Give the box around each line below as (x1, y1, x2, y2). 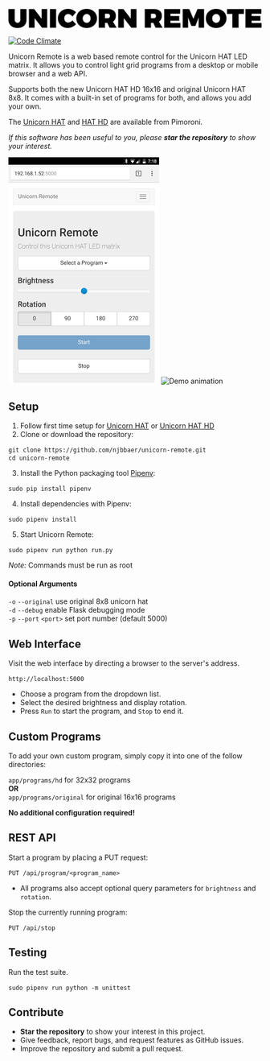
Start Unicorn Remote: (19, 530, 94, 539)
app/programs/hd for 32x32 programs (8, 775, 131, 785)
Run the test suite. (8, 967, 68, 976)
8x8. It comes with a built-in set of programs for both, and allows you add (8, 93, 252, 103)
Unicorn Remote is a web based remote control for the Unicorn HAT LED (8, 52, 247, 61)
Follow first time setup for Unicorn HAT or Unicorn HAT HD (19, 421, 215, 431)
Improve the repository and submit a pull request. (19, 1044, 183, 1054)
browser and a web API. (8, 69, 88, 79)
